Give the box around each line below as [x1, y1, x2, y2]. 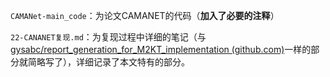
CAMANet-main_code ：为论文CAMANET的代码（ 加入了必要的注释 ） [10, 10, 280, 21]
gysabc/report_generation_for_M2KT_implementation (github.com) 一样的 [10, 44, 312, 55]
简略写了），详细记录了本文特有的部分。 [27, 56, 190, 68]
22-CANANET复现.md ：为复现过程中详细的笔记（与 [10, 31, 207, 43]
